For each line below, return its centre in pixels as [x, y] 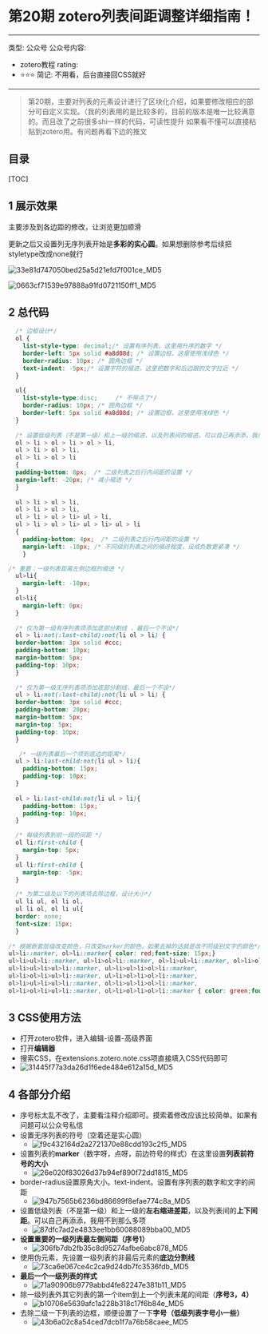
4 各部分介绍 [39, 1095]
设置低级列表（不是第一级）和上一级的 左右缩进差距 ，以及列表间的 [128, 1211]
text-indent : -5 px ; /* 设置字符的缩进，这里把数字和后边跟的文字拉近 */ [131, 368]
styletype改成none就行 [46, 253]
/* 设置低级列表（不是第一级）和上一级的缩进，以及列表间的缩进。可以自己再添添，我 [136, 435]
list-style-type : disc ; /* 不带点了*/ [90, 398]
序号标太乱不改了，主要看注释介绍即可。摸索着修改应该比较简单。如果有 [138, 1115]
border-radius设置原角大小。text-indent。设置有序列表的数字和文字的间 [137, 1182]
